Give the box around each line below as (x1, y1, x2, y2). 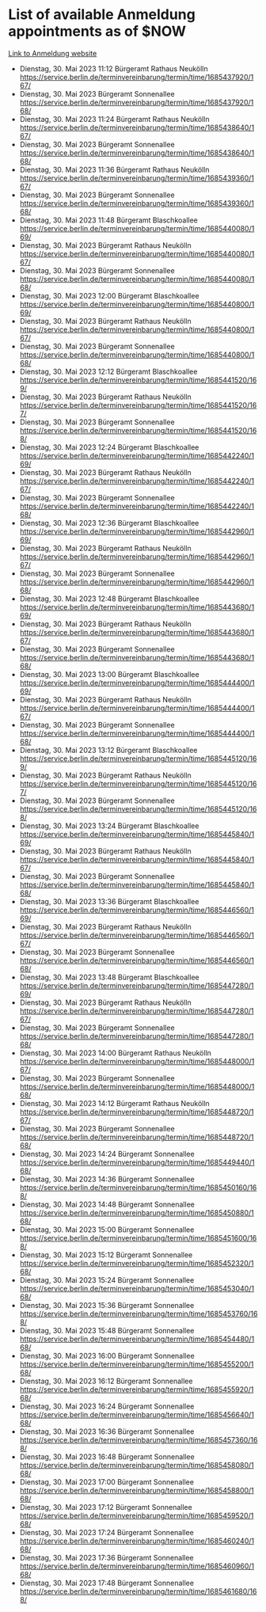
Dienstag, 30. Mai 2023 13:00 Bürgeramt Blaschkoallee (19, 669, 199, 679)
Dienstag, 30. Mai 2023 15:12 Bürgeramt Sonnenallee (19, 1249, 193, 1260)
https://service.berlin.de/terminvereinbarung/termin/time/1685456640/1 (19, 1409, 255, 1419)
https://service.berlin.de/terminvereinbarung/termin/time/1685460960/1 (19, 1561, 255, 1571)
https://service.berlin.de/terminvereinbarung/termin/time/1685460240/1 (19, 1536, 255, 1545)
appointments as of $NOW (8, 22, 187, 40)
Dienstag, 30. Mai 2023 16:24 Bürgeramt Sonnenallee (19, 1401, 195, 1411)
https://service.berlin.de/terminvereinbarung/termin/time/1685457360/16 (19, 1435, 258, 1444)
